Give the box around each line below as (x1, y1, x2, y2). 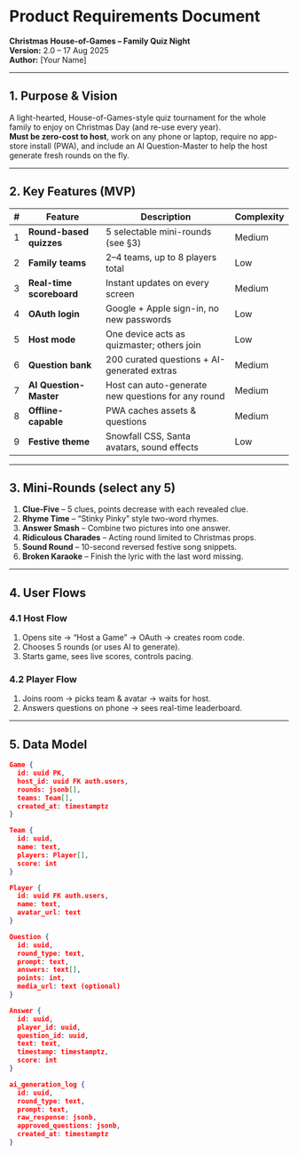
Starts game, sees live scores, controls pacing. (21, 651, 193, 662)
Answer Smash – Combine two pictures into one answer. (21, 522, 231, 534)
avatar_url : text (17, 908, 82, 917)
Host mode (27, 333, 76, 346)
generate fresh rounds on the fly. (9, 149, 130, 161)
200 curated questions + (106, 353, 209, 365)
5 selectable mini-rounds (106, 225, 212, 237)
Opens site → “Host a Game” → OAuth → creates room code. (21, 633, 246, 643)
